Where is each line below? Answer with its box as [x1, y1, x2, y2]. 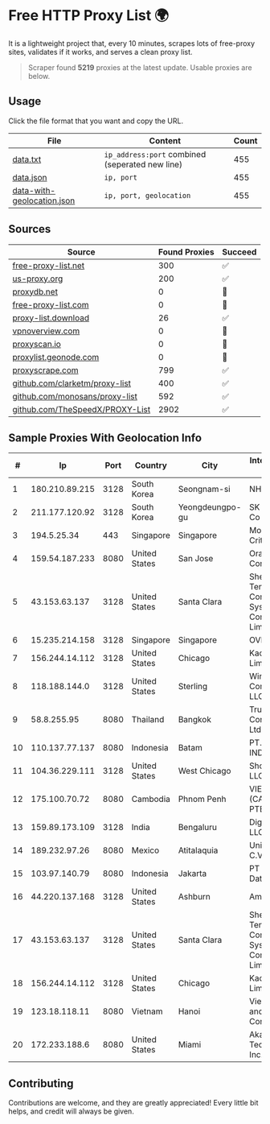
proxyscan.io [12, 338, 62, 349]
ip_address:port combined [104, 148, 207, 159]
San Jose [178, 553, 214, 564]
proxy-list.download [12, 312, 90, 323]
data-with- [12, 184, 56, 196]
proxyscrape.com [12, 364, 79, 375]
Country [134, 460, 167, 471]
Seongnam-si [178, 484, 231, 495]
